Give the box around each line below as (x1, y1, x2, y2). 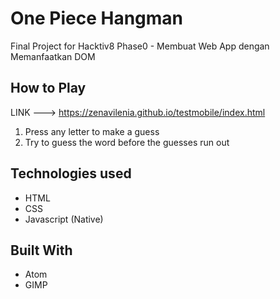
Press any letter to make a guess (24, 125, 160, 137)
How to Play (10, 80, 87, 97)
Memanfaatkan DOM (10, 50, 96, 62)
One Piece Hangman (10, 7, 184, 30)
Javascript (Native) (24, 213, 104, 225)
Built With (10, 242, 73, 259)
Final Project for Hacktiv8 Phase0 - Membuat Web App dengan (10, 40, 270, 52)
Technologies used (10, 165, 132, 182)
